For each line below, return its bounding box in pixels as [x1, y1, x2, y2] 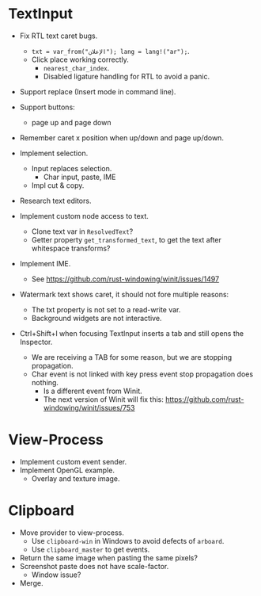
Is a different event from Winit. [43, 386, 142, 395]
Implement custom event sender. [19, 457, 127, 466]
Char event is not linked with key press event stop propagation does [31, 369, 254, 379]
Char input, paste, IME [43, 172, 116, 181]
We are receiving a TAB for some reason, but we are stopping [31, 352, 233, 361]
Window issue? [31, 570, 81, 579]
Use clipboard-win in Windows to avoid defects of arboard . [31, 536, 225, 545]
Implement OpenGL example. [19, 465, 115, 475]
